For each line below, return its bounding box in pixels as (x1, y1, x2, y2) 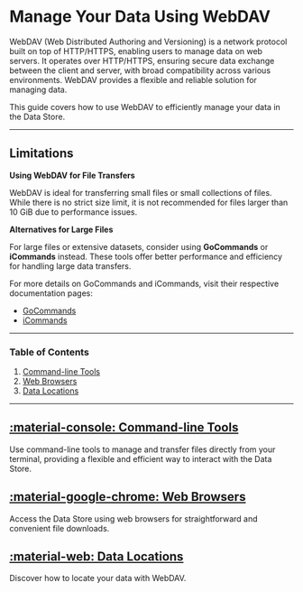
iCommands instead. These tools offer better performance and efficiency (9, 251, 282, 262)
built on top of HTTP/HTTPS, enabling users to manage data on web (9, 45, 263, 56)
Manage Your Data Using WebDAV (9, 6, 271, 27)
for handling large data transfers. (9, 260, 132, 272)
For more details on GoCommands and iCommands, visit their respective (9, 278, 280, 289)
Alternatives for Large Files (9, 224, 114, 235)
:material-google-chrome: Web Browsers (9, 489, 246, 504)
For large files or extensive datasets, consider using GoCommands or (9, 241, 269, 252)
